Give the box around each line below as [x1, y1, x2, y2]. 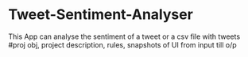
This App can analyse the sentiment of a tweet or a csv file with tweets [8, 32, 241, 41]
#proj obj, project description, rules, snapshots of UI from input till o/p [8, 40, 237, 49]
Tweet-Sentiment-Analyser [8, 6, 193, 24]
